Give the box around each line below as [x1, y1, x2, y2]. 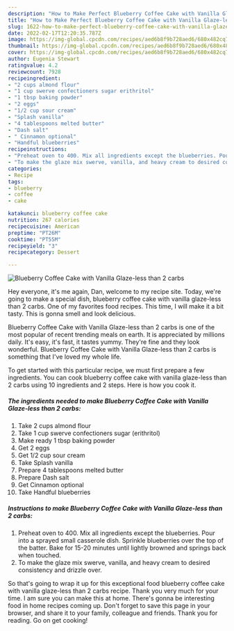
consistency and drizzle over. [17, 566, 103, 574]
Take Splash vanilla [17, 459, 74, 467]
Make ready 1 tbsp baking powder [17, 436, 115, 445]
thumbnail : [8, 42, 40, 49]
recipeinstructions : [8, 146, 68, 153]
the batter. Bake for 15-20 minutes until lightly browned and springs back [17, 543, 226, 552]
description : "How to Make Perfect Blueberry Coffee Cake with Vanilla [8, 10, 219, 17]
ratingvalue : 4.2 [8, 62, 58, 69]
